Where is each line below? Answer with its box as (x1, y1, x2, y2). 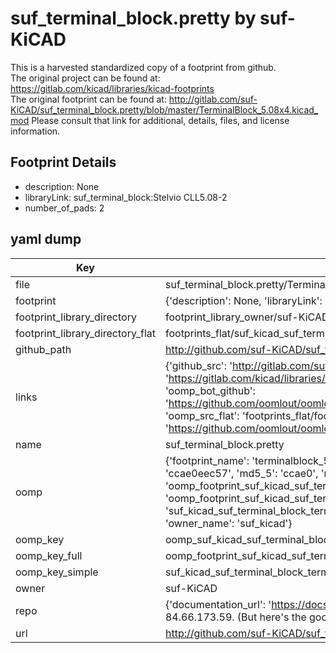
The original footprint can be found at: (10, 93, 167, 105)
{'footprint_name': (164, 453, 250, 467)
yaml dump (10, 231, 82, 248)
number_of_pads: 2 (24, 202, 105, 214)
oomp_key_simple (15, 565, 99, 579)
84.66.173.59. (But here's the (164, 610, 307, 624)
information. (10, 125, 61, 137)
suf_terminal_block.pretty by (10, 7, 257, 30)
